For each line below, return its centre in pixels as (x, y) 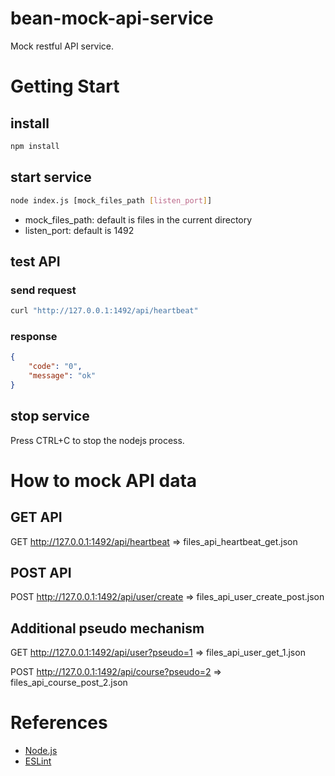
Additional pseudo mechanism (107, 628)
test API (35, 261)
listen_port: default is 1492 (79, 230)
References (59, 723)
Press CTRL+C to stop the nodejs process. (97, 440)
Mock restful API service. (62, 46)
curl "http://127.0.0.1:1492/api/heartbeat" (104, 311)
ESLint (38, 761)
